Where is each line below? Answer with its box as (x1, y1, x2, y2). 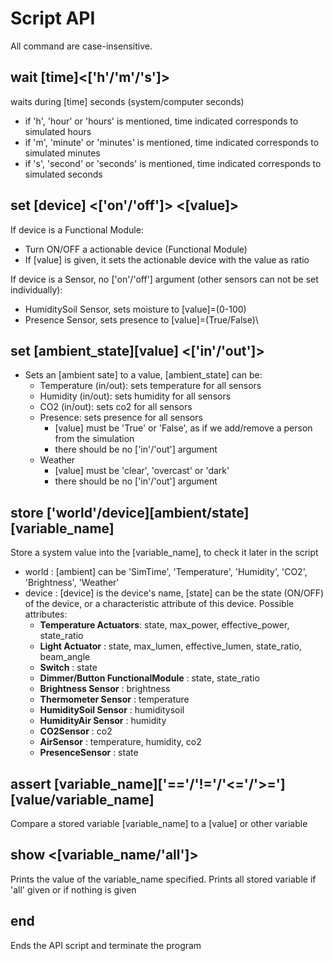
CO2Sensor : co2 (39, 725, 113, 737)
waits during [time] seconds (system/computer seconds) (10, 95, 245, 107)
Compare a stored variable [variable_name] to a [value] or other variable (10, 818, 308, 829)
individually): (10, 283, 63, 296)
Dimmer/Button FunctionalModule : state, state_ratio (39, 672, 260, 684)
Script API (10, 7, 96, 30)
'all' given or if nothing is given (10, 883, 137, 896)
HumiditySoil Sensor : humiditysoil (39, 704, 185, 716)
